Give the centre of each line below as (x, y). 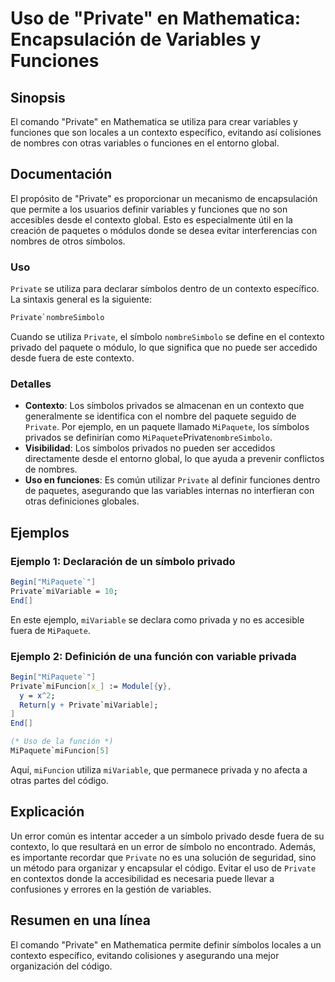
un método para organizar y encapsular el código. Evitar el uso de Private (163, 868)
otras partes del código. (59, 780)
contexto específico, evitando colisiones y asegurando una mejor (145, 955)
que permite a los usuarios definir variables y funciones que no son (149, 209)
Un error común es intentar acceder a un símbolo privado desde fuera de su (167, 836)
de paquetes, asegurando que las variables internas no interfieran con (169, 491)
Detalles (31, 384)
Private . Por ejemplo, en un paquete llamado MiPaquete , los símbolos (167, 427)
